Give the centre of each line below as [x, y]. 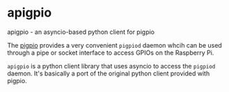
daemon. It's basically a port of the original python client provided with [109, 73]
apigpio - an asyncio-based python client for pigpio [81, 32]
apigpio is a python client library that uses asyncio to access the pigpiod [111, 66]
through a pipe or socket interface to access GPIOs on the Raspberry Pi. [111, 53]
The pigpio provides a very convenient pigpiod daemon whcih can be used [115, 45]
